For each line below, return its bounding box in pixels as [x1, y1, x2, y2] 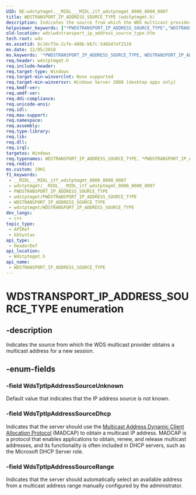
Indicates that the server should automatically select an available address [6, 476, 183, 483]
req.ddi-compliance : [6, 95, 57, 101]
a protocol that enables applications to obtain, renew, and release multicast [6, 435, 187, 442]
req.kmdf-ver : [6, 85, 41, 91]
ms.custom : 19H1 [6, 166, 45, 173]
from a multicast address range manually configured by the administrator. [6, 482, 183, 489]
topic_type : [6, 221, 35, 227]
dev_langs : [6, 210, 33, 216]
